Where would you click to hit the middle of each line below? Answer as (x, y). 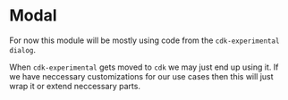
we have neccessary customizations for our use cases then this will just (142, 76)
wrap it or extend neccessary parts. (75, 86)
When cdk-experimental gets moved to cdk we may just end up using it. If (144, 67)
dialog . (22, 49)
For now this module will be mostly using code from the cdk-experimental (144, 40)
